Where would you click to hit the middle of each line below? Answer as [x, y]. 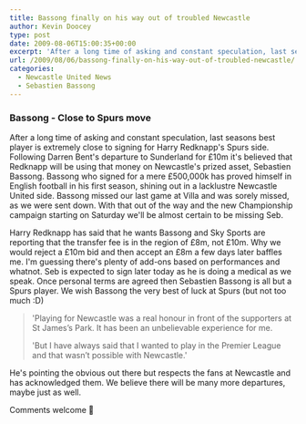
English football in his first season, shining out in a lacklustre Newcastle [143, 186]
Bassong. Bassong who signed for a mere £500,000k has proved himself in [151, 176]
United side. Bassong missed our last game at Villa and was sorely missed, [149, 195]
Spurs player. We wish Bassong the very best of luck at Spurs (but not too [148, 290]
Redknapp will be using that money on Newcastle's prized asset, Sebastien [150, 166]
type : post [30, 35]
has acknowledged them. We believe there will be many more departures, [148, 382]
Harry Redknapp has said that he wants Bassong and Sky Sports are [138, 233]
